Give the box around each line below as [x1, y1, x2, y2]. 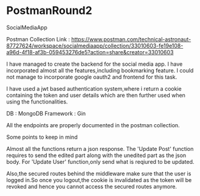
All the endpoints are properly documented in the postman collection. [6, 121, 181, 128]
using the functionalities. [6, 98, 68, 105]
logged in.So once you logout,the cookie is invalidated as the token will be [6, 176, 192, 183]
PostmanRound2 [6, 4, 92, 18]
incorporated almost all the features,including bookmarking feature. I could [6, 66, 194, 74]
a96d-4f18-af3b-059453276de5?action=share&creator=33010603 [6, 48, 174, 55]
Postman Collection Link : [6, 35, 70, 43]
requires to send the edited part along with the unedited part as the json [6, 152, 187, 159]
